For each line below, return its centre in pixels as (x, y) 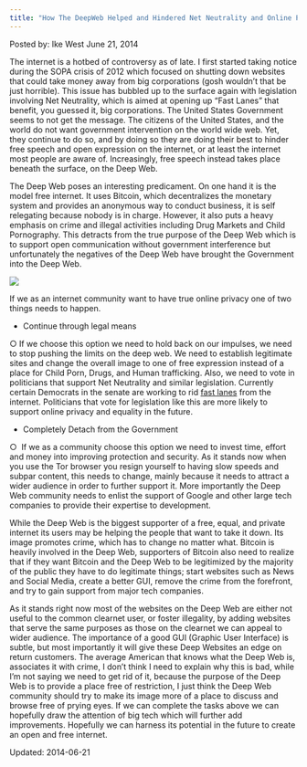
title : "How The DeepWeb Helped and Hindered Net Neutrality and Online (151, 18)
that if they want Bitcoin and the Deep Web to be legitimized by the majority (152, 562)
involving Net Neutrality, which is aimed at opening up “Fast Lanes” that (144, 100)
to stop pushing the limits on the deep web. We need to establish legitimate (151, 353)
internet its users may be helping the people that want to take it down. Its (147, 532)
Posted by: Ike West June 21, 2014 (74, 44)
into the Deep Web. (46, 263)
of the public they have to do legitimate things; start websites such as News (152, 571)
